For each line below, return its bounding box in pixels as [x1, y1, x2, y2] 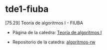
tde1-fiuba [5, 3, 49, 15]
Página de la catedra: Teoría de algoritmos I [12, 29, 102, 35]
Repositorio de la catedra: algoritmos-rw [12, 39, 96, 45]
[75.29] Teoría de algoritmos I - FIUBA [5, 20, 83, 26]
